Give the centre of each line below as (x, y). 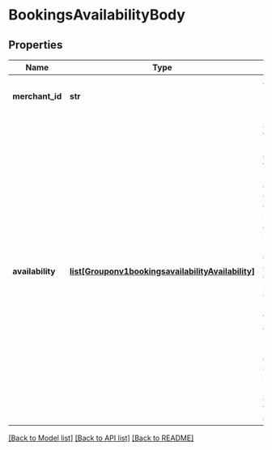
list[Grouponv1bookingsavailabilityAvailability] (162, 271)
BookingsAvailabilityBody (97, 15)
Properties (36, 45)
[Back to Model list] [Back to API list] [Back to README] (101, 438)
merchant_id (37, 96)
